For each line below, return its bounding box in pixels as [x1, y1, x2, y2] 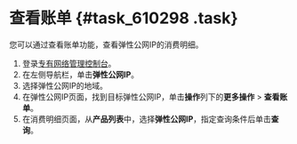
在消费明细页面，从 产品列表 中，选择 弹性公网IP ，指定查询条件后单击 [21, 113, 271, 124]
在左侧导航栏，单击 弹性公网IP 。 [21, 68, 140, 80]
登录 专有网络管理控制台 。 [21, 58, 116, 68]
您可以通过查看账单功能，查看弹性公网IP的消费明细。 [9, 39, 204, 50]
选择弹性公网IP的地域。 [21, 80, 108, 91]
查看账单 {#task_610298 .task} [9, 8, 238, 28]
